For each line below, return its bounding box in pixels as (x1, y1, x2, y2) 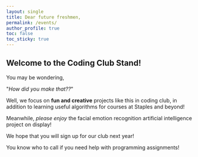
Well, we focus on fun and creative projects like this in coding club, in (6, 97, 177, 104)
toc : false (6, 31, 33, 37)
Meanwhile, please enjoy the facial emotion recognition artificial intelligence (6, 114, 192, 121)
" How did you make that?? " (6, 85, 74, 92)
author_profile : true (6, 25, 60, 31)
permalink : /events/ (6, 20, 58, 25)
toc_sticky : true (6, 36, 49, 42)
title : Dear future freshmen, (6, 14, 81, 20)
